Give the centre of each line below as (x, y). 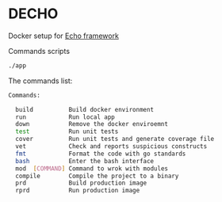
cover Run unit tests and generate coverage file (115, 139)
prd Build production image (81, 183)
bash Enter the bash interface (85, 161)
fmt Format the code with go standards (101, 154)
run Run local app (65, 117)
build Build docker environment (85, 109)
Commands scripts (39, 51)
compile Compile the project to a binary (97, 176)
